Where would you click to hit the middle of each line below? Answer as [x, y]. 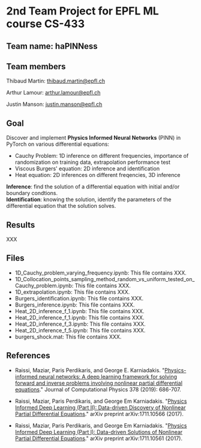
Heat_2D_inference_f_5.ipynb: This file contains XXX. [80, 330]
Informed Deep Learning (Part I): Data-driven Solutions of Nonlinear [99, 432]
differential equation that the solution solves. [61, 206]
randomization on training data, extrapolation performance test [93, 162]
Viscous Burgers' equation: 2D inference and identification [87, 169]
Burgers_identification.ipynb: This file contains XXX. [79, 298]
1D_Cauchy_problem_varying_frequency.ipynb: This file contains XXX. [101, 273]
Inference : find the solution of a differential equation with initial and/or [93, 187]
